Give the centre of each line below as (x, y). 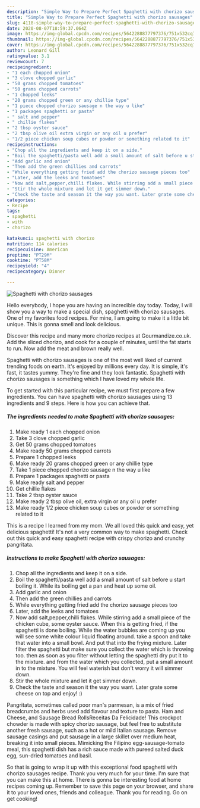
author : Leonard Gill (34, 51)
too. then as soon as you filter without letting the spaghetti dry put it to (101, 655)
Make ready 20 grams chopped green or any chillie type (84, 463)
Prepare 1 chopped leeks (46, 457)
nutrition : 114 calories (37, 244)
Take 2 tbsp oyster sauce (46, 495)
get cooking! (22, 798)
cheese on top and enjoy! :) (49, 693)
